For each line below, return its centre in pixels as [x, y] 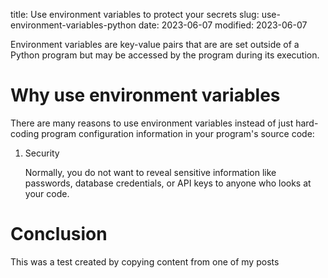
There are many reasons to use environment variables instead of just [152, 123]
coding [25, 133]
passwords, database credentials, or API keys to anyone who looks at [168, 183]
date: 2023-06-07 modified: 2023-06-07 [223, 25]
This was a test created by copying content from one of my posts [145, 261]
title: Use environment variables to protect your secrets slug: [135, 14]
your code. [47, 193]
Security [42, 153]
